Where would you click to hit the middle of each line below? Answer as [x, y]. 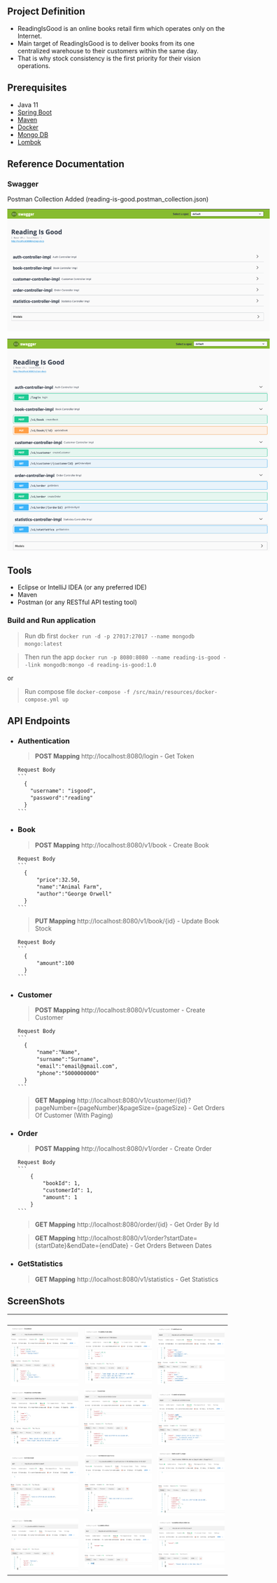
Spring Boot [35, 112]
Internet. [29, 36]
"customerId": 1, [68, 1191]
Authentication [43, 741]
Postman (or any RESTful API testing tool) [77, 602]
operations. [34, 65]
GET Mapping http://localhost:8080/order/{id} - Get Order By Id [127, 1224]
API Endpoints [39, 721]
